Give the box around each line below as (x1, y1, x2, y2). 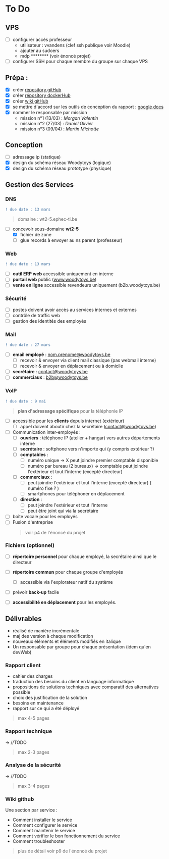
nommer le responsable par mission (12, 110, 87, 116)
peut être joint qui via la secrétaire (27, 508, 99, 514)
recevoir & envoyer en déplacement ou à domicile (20, 363, 124, 369)
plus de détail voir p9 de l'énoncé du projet (17, 848, 107, 854)
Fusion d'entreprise (12, 519, 53, 525)
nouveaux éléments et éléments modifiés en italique (12, 638, 121, 644)
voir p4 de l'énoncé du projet (25, 529, 86, 535)
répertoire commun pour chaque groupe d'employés (12, 569, 124, 575)
